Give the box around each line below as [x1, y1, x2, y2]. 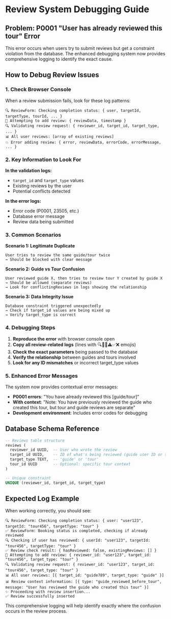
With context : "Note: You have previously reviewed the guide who [12, 399, 152, 405]
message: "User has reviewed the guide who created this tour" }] [5, 585, 149, 590]
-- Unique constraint [5, 475, 51, 481]
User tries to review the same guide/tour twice [5, 253, 110, 258]
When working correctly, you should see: [5, 508, 92, 514]
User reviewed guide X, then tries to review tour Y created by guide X [5, 276, 163, 281]
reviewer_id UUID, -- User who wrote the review [10, 447, 117, 453]
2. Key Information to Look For [5, 156, 81, 163]
